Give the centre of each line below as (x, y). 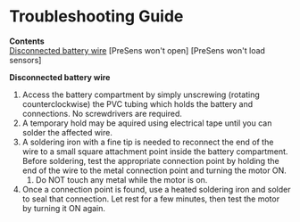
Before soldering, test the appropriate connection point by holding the (150, 160)
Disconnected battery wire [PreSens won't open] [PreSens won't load (137, 50)
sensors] (25, 60)
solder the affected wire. (67, 132)
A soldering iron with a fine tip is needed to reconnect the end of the (148, 142)
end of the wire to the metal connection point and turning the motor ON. (154, 170)
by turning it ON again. (63, 208)
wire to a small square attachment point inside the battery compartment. (155, 151)
